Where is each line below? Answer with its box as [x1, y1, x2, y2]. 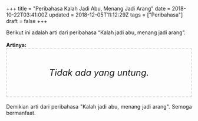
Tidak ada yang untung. [49, 67, 149, 79]
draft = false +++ [6, 18, 48, 24]
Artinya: [6, 41, 27, 48]
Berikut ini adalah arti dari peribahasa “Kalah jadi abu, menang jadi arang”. [6, 29, 186, 36]
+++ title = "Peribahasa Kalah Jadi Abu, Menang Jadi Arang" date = [6, 5, 171, 12]
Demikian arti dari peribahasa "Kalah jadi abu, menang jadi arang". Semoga [6, 103, 192, 110]
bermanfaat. [6, 109, 36, 116]
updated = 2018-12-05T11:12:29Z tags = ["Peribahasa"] [49, 11, 183, 18]
